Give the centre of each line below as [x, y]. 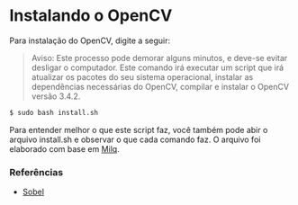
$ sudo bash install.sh [54, 112]
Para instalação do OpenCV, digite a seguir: [90, 40]
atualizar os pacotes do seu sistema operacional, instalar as [142, 76]
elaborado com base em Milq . [64, 148]
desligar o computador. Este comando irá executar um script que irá [158, 67]
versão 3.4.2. [56, 96]
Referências [36, 172]
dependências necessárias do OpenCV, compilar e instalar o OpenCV [160, 86]
